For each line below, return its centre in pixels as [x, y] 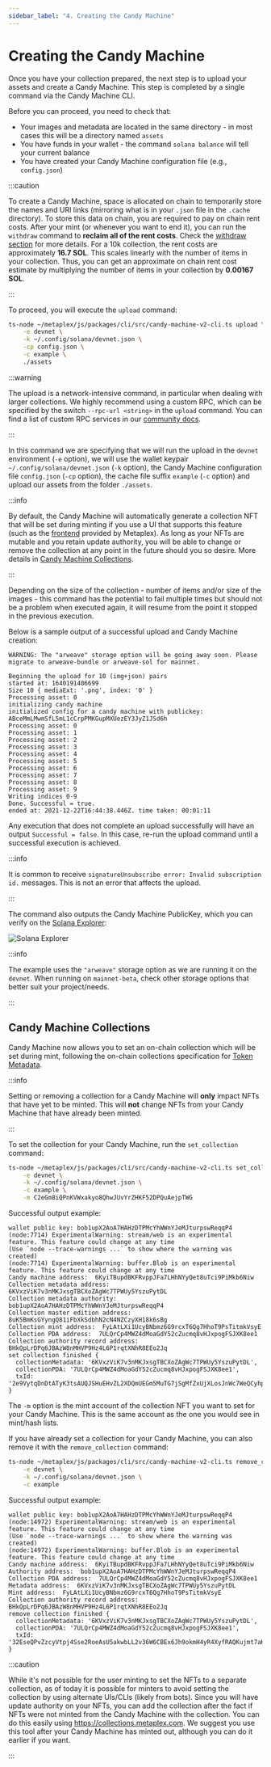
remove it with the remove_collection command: [89, 1447]
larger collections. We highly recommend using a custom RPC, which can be [135, 402]
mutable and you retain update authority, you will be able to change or [125, 542]
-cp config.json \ [54, 347]
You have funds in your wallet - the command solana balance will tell [134, 144]
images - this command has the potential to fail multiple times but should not [135, 598]
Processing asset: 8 [43, 782]
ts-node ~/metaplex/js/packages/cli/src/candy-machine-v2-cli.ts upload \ [137, 324]
